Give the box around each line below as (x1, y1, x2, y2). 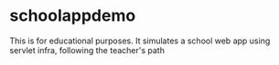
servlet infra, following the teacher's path (9, 44, 165, 55)
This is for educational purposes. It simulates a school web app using (9, 35, 271, 46)
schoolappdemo (9, 5, 136, 26)
